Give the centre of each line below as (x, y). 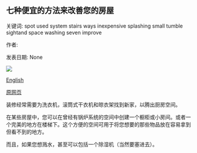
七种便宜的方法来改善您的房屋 (60, 11)
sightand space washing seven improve (54, 32)
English (15, 80)
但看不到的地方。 (27, 132)
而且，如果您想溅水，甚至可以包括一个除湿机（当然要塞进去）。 (82, 144)
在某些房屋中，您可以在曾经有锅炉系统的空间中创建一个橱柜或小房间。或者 (96, 117)
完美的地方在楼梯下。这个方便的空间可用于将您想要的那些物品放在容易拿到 (101, 124)
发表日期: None (24, 57)
